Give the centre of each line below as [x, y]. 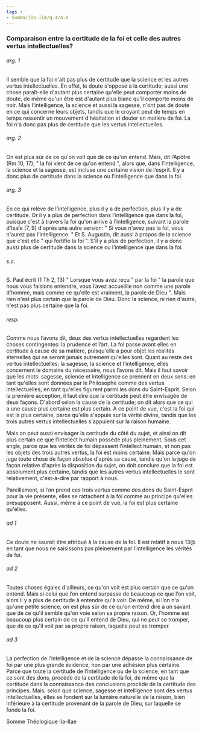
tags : [14, 12]
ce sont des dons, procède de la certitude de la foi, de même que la [90, 678]
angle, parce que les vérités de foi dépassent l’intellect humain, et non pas [99, 446]
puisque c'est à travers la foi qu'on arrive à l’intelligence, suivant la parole [97, 222]
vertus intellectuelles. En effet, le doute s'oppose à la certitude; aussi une [97, 86]
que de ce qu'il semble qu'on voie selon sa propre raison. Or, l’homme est [98, 613]
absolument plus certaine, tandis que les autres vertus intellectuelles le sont [100, 472]
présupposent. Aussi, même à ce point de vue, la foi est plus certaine [92, 503]
